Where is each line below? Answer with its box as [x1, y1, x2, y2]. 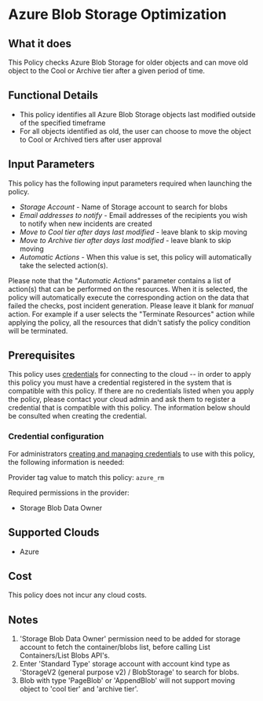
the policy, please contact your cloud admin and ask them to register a [8, 395, 236, 404]
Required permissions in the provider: [8, 488, 130, 497]
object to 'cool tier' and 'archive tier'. [19, 684, 139, 694]
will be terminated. [8, 326, 68, 335]
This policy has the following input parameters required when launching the [8, 179, 253, 188]
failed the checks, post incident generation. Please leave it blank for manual [8, 301, 254, 310]
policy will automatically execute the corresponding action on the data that [8, 293, 250, 302]
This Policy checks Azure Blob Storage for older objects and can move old [8, 57, 249, 67]
